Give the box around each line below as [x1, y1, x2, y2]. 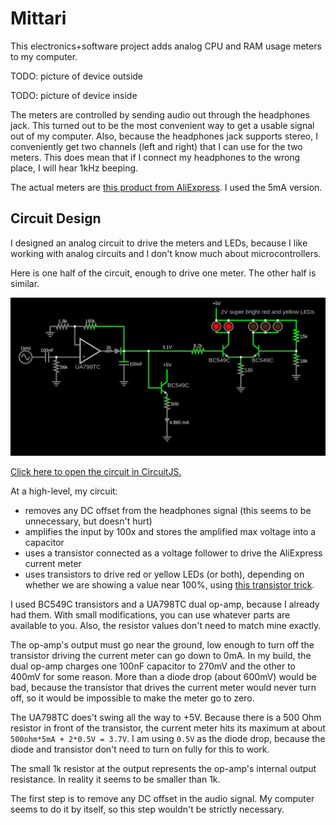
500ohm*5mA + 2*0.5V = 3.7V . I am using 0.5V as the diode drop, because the [10, 732, 326, 744]
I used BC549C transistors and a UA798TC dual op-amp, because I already [10, 598, 320, 610]
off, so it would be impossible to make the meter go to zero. [10, 692, 255, 704]
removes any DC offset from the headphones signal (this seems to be [24, 504, 312, 516]
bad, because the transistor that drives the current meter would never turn [10, 681, 317, 693]
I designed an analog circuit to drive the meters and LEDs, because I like [10, 237, 308, 249]
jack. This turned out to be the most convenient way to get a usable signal [10, 119, 315, 131]
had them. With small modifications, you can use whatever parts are [10, 608, 291, 621]
